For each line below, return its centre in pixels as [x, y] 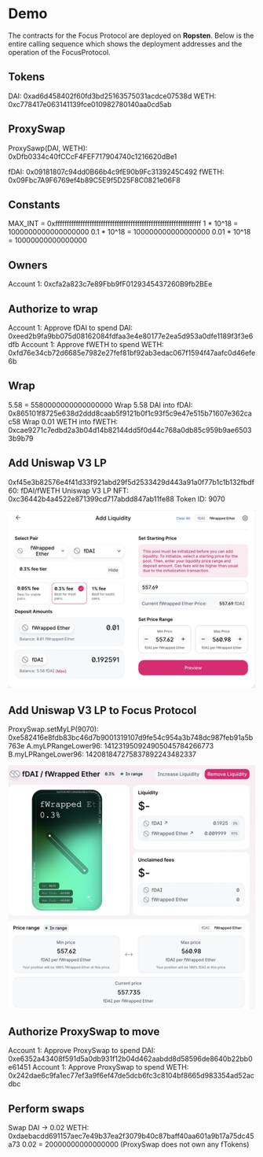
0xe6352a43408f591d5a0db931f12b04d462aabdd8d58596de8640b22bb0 [130, 1059]
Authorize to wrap [53, 309]
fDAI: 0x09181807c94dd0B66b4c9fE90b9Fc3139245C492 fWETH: [116, 172]
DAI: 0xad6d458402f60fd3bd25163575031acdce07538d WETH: [112, 96]
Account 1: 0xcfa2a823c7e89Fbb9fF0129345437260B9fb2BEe [110, 284]
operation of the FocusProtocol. [60, 52]
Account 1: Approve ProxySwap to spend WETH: [111, 1067]
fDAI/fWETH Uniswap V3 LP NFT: [75, 490]
